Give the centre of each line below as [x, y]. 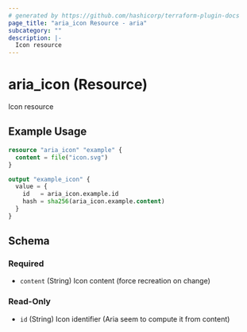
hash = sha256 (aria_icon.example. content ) [94, 201]
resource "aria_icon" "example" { [66, 150]
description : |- [35, 38]
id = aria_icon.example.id [71, 194]
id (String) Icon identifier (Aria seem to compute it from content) [125, 318]
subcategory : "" [35, 30]
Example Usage [48, 132]
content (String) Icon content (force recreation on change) [115, 281]
